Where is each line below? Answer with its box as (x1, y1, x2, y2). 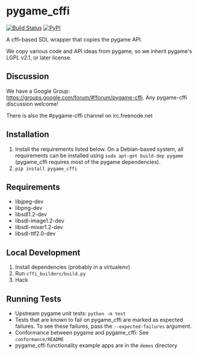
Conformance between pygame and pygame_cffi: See (14, 329, 149, 336)
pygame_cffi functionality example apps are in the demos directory (14, 342, 178, 349)
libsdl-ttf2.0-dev (14, 230, 56, 237)
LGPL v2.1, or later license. (6, 54, 72, 61)
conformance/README (14, 336, 64, 342)
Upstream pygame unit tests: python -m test (14, 310, 126, 317)
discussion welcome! (6, 100, 59, 107)
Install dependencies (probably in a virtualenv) (14, 263, 131, 271)
